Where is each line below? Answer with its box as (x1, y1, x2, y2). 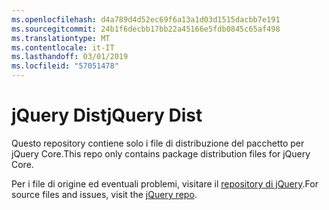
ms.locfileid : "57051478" (11, 61, 119, 71)
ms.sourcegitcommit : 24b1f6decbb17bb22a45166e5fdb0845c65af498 (11, 24, 281, 34)
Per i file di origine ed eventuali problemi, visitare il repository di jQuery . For (11, 177, 319, 190)
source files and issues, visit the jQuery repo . (11, 188, 198, 200)
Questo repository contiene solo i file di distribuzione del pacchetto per (11, 137, 305, 149)
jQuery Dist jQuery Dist (11, 104, 203, 127)
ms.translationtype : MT (11, 33, 111, 43)
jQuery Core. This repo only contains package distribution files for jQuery (11, 147, 311, 160)
